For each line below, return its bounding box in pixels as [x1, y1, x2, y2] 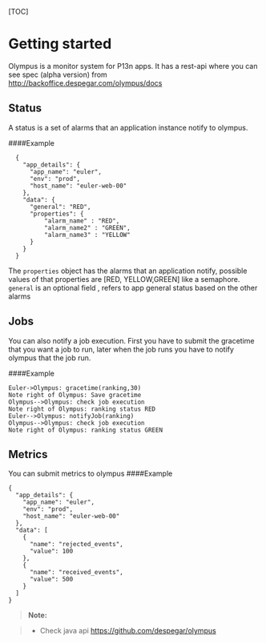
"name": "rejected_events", [29, 541, 124, 549]
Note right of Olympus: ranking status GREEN [8, 426, 163, 434]
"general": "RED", [29, 203, 91, 211]
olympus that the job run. [8, 352, 91, 363]
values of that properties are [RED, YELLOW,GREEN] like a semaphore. [8, 274, 240, 283]
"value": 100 [29, 548, 74, 556]
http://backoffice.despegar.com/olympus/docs [8, 78, 163, 87]
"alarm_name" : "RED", [43, 216, 120, 225]
